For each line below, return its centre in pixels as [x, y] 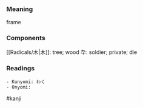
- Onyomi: [19, 87]
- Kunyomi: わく [26, 82]
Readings [21, 68]
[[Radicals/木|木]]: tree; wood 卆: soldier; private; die [72, 52]
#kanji [14, 98]
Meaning [20, 9]
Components [26, 38]
